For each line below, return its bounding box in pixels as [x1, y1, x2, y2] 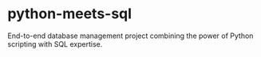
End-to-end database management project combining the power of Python [7, 31, 254, 40]
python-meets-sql [7, 5, 132, 23]
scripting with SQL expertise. [7, 39, 103, 48]
